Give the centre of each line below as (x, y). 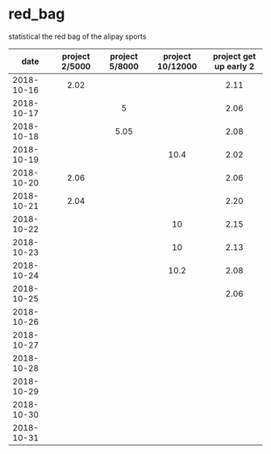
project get (234, 56)
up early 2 (234, 66)
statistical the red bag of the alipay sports (77, 36)
